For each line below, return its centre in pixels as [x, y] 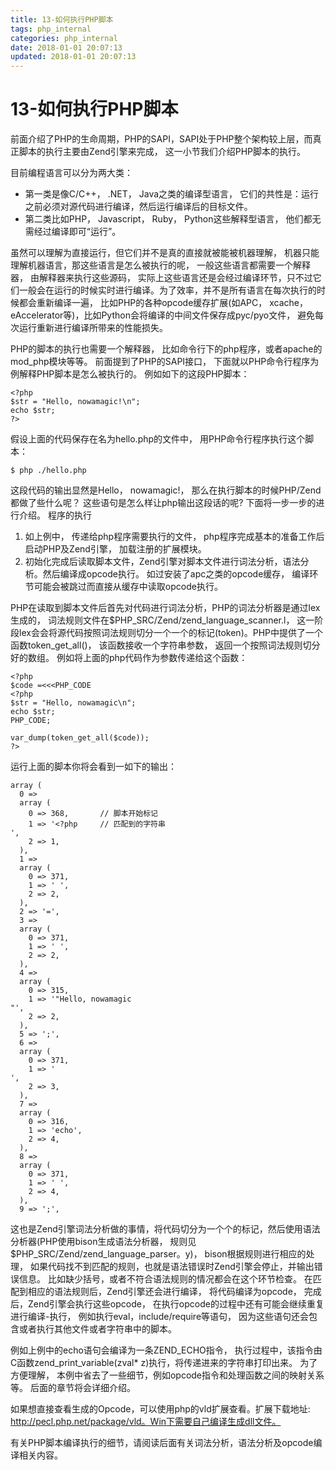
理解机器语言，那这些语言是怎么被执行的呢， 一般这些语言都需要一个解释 [160, 265]
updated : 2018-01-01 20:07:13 [73, 57]
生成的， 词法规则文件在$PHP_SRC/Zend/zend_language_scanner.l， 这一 [162, 620]
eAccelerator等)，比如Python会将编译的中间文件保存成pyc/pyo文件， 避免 [163, 315]
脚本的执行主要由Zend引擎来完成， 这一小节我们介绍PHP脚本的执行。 [162, 152]
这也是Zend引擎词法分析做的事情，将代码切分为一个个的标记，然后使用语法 [165, 1229]
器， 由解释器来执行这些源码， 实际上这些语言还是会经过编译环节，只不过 [161, 278]
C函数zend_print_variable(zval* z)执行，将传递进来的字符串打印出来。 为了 [164, 1363]
